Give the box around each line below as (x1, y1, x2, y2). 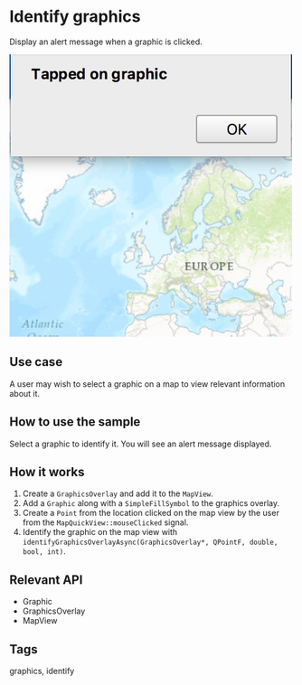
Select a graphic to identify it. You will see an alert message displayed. (9, 438, 272, 449)
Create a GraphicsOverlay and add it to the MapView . (22, 488, 214, 499)
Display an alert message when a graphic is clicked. (9, 36, 203, 47)
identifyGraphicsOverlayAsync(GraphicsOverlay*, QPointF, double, (22, 538, 278, 548)
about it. (9, 388, 41, 399)
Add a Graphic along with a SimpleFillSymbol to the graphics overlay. (22, 498, 280, 509)
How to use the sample (9, 414, 141, 430)
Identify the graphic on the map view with (22, 527, 178, 538)
